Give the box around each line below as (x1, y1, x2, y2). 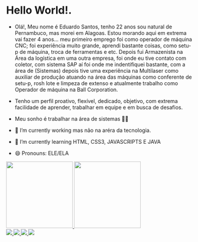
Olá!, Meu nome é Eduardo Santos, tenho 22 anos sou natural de (14, 23, 173, 30)
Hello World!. (6, 4, 72, 17)
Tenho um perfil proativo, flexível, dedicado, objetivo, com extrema (14, 97, 178, 104)
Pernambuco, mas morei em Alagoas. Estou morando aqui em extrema (14, 29, 187, 36)
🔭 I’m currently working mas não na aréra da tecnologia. (14, 127, 151, 134)
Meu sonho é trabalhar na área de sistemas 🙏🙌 (14, 115, 129, 122)
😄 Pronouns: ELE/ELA (14, 149, 69, 157)
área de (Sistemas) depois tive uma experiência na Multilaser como (14, 67, 179, 74)
